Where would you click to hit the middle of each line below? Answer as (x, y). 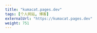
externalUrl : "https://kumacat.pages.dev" (49, 18)
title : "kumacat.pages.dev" (34, 9)
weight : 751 (17, 23)
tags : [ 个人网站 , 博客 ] (27, 14)
